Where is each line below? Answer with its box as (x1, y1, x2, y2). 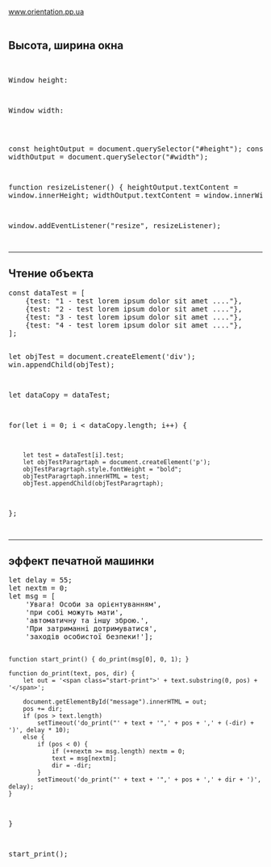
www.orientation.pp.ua (8, 7, 85, 16)
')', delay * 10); (8, 726, 70, 734)
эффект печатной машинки (8, 554, 155, 569)
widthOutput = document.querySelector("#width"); (8, 152, 209, 161)
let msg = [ (8, 592, 56, 601)
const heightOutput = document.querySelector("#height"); (8, 144, 243, 153)
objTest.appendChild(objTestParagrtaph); (23, 479, 164, 488)
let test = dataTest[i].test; (23, 450, 125, 459)
